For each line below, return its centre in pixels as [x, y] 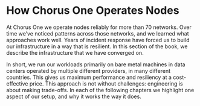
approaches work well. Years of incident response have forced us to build [98, 40]
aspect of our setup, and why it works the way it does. [74, 96]
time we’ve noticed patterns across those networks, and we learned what [98, 33]
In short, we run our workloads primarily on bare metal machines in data [96, 64]
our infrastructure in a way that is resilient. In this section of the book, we [97, 46]
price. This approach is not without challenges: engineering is [106, 83]
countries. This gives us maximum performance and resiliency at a [89, 77]
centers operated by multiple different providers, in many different [89, 70]
